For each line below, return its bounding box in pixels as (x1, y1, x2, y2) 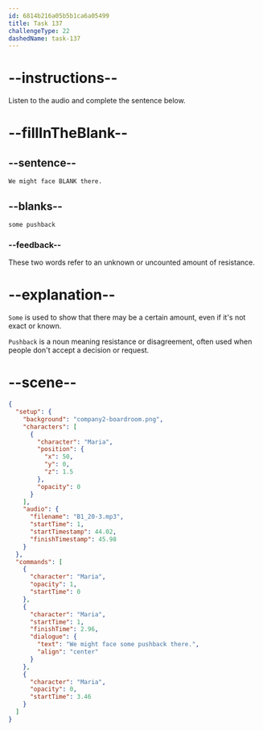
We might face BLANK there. (8, 178, 103, 186)
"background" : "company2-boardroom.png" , (23, 415, 163, 424)
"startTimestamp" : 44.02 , (29, 528, 117, 537)
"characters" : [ (23, 423, 78, 431)
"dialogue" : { (29, 633, 78, 641)
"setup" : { (15, 408, 52, 416)
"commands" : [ (15, 558, 63, 566)
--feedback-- (8, 239, 62, 250)
